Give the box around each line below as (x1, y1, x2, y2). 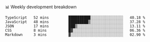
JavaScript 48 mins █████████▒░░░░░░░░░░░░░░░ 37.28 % (5, 20, 146, 24)
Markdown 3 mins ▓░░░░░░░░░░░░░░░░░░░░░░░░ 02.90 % (5, 32, 146, 37)
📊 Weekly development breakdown (5, 4, 77, 10)
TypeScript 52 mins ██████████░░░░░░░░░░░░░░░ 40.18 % (5, 15, 146, 20)
